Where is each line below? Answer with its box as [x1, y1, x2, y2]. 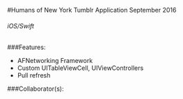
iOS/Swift [7, 21, 35, 30]
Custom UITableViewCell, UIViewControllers [17, 64, 144, 72]
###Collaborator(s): [7, 84, 64, 93]
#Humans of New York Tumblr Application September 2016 [7, 6, 177, 14]
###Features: [7, 43, 46, 51]
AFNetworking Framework [17, 57, 93, 65]
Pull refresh [17, 71, 51, 80]
